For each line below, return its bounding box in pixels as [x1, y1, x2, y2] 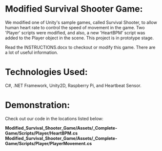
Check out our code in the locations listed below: [5, 116, 103, 121]
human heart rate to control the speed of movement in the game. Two [5, 24, 145, 30]
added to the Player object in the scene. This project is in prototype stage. [5, 35, 154, 41]
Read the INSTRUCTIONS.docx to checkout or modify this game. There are [5, 44, 156, 50]
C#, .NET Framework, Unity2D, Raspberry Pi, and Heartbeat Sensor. [5, 83, 142, 88]
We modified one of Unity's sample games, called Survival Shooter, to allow [5, 19, 157, 25]
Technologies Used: [5, 67, 88, 78]
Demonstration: [5, 100, 70, 111]
